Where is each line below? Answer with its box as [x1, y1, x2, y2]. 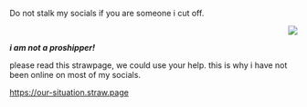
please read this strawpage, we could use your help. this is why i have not [9, 60, 288, 71]
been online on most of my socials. [9, 70, 142, 80]
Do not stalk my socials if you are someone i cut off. [9, 8, 205, 18]
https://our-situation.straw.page [9, 87, 130, 98]
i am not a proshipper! [9, 43, 96, 53]
